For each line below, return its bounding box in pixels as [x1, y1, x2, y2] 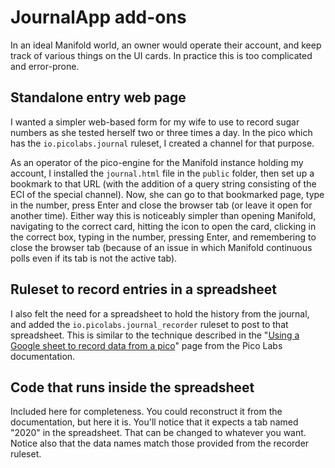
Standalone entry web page [10, 89, 187, 106]
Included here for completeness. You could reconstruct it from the [10, 406, 283, 418]
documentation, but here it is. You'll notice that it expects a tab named [10, 416, 299, 428]
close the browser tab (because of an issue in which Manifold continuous [10, 241, 313, 253]
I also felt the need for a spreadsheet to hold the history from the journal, [10, 307, 310, 320]
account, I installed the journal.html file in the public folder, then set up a [10, 167, 315, 179]
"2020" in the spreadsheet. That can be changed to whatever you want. [10, 427, 307, 439]
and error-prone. [10, 60, 80, 72]
